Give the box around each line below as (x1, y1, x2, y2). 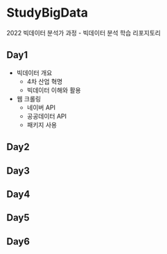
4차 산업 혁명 (26, 77, 63, 85)
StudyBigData (6, 5, 88, 21)
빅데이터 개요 (16, 68, 53, 77)
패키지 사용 (26, 120, 57, 129)
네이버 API (26, 103, 56, 112)
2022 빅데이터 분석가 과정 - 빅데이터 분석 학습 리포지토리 (6, 28, 161, 37)
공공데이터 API (26, 112, 67, 120)
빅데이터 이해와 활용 (26, 85, 81, 94)
